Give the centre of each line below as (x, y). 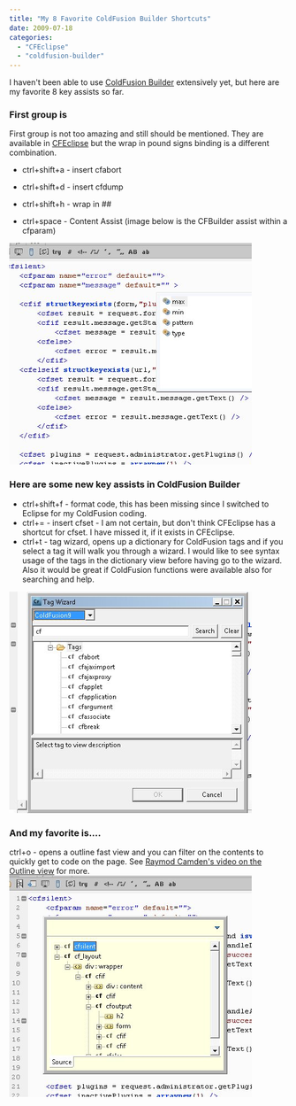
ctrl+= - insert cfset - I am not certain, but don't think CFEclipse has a (148, 522)
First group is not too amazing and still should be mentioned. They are (137, 134)
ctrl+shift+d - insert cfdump (72, 187)
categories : (31, 37)
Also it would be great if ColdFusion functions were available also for (147, 569)
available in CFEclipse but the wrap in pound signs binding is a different (139, 143)
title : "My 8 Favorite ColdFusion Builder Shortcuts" (110, 19)
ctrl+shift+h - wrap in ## (67, 205)
